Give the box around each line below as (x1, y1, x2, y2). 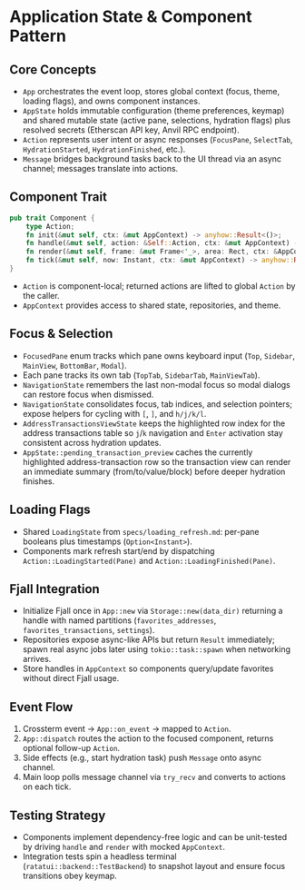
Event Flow (9, 699, 74, 715)
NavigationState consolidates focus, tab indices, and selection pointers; (22, 398, 293, 410)
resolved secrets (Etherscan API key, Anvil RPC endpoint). (22, 124, 240, 135)
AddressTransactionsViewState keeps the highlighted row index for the (22, 418, 286, 429)
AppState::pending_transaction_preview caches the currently (22, 447, 253, 458)
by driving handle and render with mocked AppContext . (22, 842, 225, 852)
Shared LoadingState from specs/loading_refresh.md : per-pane (22, 526, 260, 537)
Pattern (9, 25, 66, 46)
